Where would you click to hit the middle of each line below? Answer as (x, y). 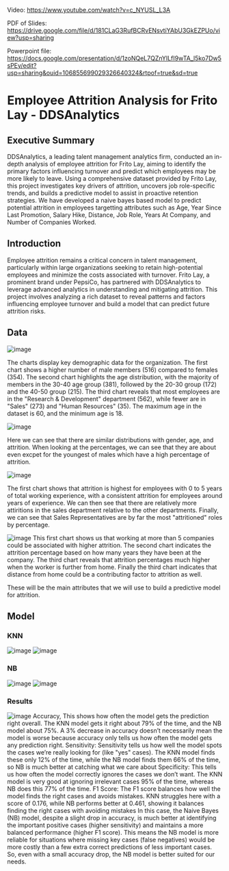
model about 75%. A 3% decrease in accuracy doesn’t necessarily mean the (115, 730)
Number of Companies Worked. (52, 222)
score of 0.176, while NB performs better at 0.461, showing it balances (106, 803)
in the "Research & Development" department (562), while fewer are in (107, 399)
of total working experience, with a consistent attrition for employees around (115, 495)
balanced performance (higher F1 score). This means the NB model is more (113, 832)
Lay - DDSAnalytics (63, 115)
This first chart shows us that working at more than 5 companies (124, 538)
